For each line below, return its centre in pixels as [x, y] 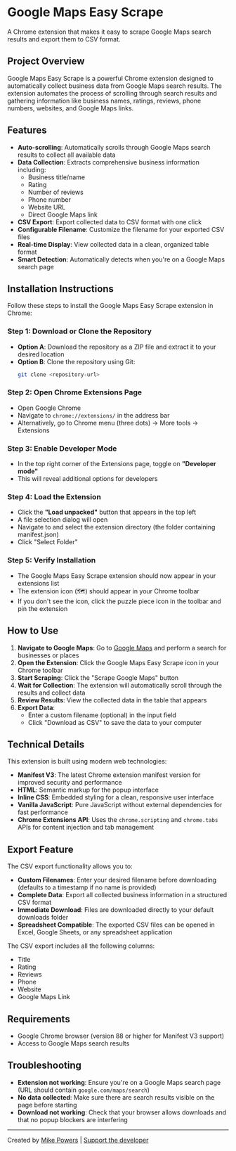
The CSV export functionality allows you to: [70, 866]
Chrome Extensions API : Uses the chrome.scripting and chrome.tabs [118, 820]
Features [27, 130]
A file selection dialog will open [63, 520]
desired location [41, 354]
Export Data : [36, 707]
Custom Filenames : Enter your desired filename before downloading [117, 880]
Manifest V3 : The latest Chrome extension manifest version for [109, 775]
